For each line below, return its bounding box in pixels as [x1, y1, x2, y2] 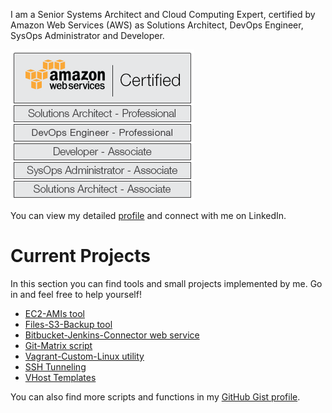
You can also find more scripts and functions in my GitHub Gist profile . [10, 390, 301, 403]
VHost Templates [24, 371, 97, 383]
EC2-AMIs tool [24, 307, 85, 319]
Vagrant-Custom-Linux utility [24, 350, 145, 362]
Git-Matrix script [24, 339, 93, 351]
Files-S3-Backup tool [24, 318, 113, 330]
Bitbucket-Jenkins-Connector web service [24, 329, 200, 341]
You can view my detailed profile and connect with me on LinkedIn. [10, 210, 287, 221]
